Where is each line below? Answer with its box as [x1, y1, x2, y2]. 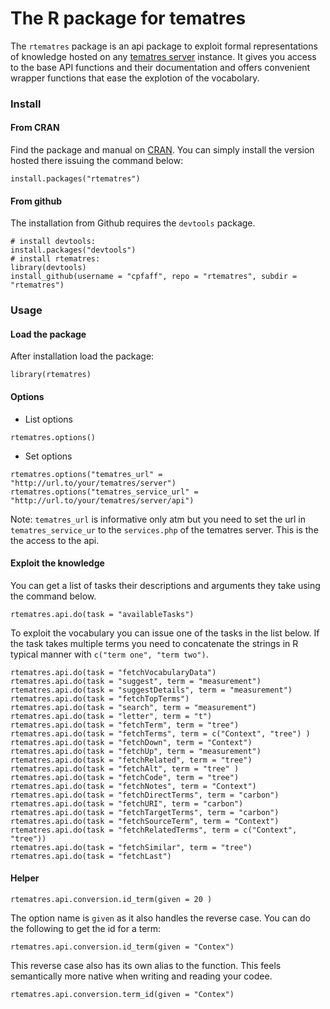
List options [24, 413, 74, 425]
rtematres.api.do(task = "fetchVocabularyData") [10, 667, 217, 677]
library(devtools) [10, 263, 87, 273]
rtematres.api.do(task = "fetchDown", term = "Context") [10, 737, 253, 747]
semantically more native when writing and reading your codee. [10, 970, 273, 982]
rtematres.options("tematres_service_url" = [10, 487, 199, 497]
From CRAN [10, 122, 60, 134]
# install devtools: [10, 237, 97, 247]
